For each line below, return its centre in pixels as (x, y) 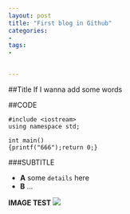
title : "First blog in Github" (60, 23)
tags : (17, 46)
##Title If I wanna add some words (65, 89)
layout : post (30, 16)
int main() (26, 141)
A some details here (55, 178)
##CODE (23, 105)
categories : (28, 30)
